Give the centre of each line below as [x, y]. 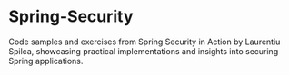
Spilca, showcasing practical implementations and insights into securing [144, 51]
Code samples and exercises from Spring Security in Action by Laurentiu [144, 42]
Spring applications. [46, 61]
